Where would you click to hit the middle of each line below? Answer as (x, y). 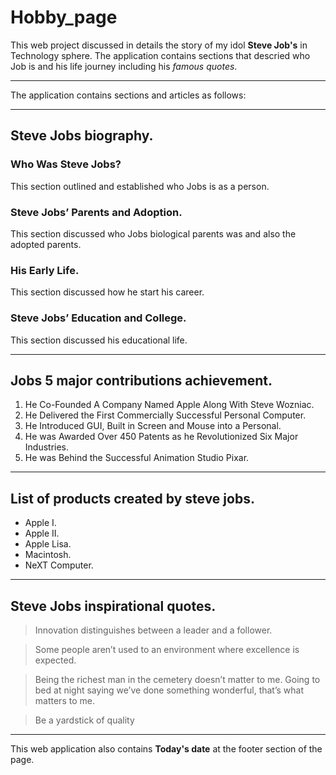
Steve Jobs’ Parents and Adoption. (96, 212)
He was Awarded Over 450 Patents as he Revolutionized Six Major (161, 437)
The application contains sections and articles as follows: (128, 95)
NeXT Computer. (59, 565)
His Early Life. (45, 270)
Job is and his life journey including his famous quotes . (124, 66)
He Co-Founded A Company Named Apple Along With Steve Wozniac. (169, 405)
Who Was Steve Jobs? (66, 164)
